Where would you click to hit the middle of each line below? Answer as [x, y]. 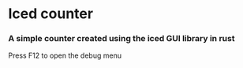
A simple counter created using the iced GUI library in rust [121, 39]
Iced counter [50, 14]
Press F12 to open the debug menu [65, 55]
